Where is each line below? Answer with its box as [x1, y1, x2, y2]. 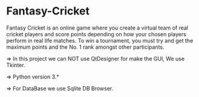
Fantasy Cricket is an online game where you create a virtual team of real [6, 24, 189, 31]
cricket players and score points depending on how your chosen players [6, 30, 186, 37]
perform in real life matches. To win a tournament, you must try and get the [6, 37, 194, 44]
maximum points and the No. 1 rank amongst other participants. [6, 43, 165, 51]
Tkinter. [6, 61, 25, 69]
